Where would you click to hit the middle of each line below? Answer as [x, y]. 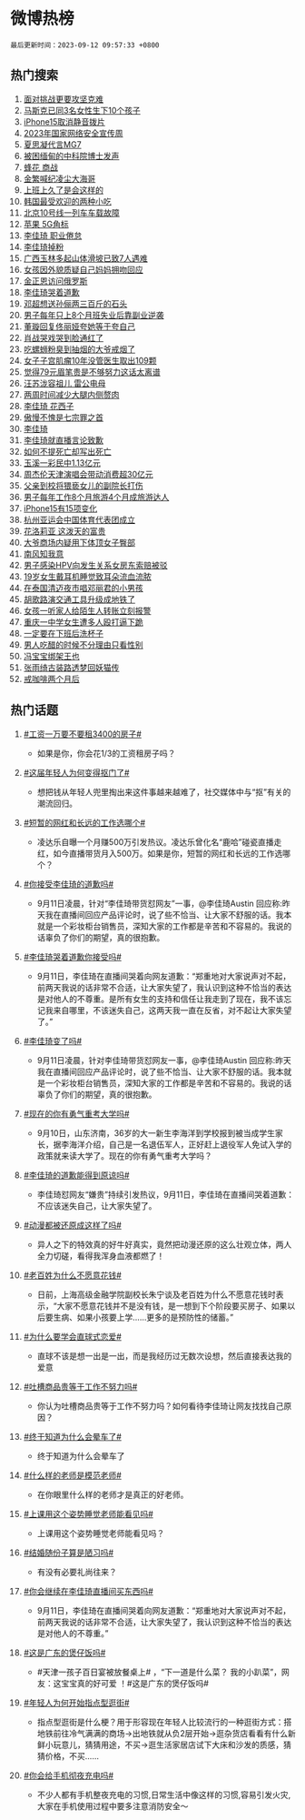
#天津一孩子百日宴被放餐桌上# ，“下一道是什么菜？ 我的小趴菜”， [159, 1672]
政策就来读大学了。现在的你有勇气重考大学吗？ [124, 1155]
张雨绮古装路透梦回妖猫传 [71, 667]
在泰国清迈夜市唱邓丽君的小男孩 [83, 588]
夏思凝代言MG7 [52, 144]
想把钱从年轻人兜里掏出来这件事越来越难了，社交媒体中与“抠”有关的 [164, 791]
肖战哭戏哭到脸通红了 [63, 337]
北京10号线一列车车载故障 [72, 212]
